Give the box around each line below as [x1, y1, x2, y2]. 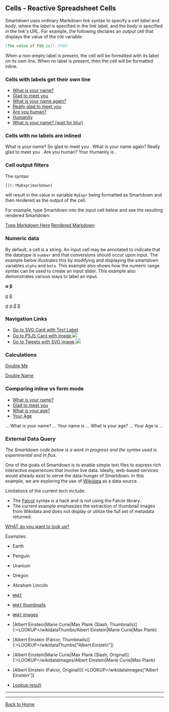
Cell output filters [5, 162, 49, 169]
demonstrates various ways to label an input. [5, 273, 98, 279]
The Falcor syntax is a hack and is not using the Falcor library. [12, 497, 141, 503]
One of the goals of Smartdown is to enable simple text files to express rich [5, 462, 161, 468]
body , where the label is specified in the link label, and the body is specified [5, 23, 163, 29]
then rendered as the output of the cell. [5, 197, 87, 204]
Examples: [5, 533, 27, 539]
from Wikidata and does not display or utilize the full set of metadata [12, 508, 154, 514]
